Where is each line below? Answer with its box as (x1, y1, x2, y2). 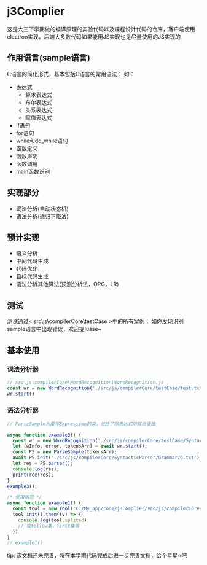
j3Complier (7, 4, 65, 18)
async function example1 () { (7, 500, 82, 506)
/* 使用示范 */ (7, 494, 42, 501)
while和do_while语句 (15, 137, 68, 144)
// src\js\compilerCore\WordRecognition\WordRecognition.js (7, 379, 165, 385)
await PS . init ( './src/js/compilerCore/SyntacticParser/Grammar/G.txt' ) (12, 454, 200, 461)
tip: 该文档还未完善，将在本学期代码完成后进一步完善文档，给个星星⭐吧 (7, 551, 187, 559)
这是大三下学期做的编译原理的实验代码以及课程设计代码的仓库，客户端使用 (7, 25, 195, 33)
